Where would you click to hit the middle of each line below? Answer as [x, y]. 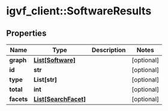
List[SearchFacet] [60, 99]
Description [109, 50]
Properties [26, 33]
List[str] [46, 79]
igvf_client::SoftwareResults [79, 11]
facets [19, 99]
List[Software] [55, 60]
